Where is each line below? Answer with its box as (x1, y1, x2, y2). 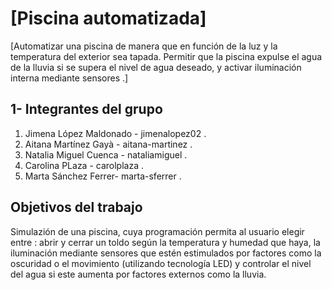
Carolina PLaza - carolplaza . (24, 159, 145, 171)
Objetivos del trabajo (10, 199, 143, 216)
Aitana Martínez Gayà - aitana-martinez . (24, 138, 193, 150)
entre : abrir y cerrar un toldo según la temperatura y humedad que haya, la (10, 236, 321, 248)
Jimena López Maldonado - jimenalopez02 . (24, 127, 207, 139)
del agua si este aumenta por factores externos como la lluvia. (10, 268, 267, 280)
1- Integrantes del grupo (10, 101, 163, 118)
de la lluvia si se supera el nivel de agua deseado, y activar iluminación (10, 61, 302, 73)
